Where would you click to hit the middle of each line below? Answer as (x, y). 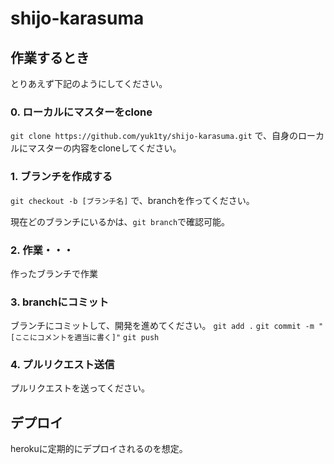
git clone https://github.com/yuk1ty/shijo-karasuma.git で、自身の (154, 136)
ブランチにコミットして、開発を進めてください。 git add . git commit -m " (167, 326)
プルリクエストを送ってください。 (80, 388)
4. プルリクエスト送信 (62, 365)
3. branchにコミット (60, 302)
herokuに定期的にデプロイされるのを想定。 (99, 449)
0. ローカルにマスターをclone (81, 112)
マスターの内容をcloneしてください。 (104, 148)
